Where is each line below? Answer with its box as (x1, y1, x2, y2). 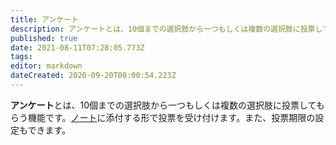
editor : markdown (10, 61, 83, 71)
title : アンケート (10, 14, 80, 25)
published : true (10, 33, 78, 43)
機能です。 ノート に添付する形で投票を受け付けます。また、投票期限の (27, 111, 316, 123)
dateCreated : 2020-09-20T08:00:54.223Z (10, 71, 177, 81)
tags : (10, 52, 33, 62)
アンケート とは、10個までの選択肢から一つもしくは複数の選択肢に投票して (10, 99, 317, 111)
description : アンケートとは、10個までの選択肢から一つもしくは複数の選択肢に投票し (10, 24, 323, 34)
